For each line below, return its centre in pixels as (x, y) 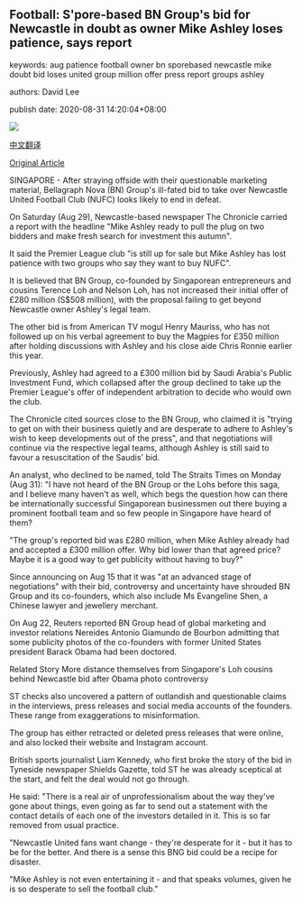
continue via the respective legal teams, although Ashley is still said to (139, 447)
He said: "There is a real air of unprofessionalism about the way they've (142, 796)
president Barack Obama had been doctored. (93, 652)
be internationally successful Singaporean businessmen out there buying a (148, 503)
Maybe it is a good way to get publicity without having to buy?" (126, 559)
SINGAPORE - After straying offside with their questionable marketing (138, 180)
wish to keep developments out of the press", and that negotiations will (141, 438)
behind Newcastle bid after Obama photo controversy (109, 679)
